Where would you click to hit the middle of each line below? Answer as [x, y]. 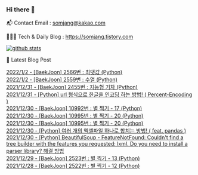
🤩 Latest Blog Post [29, 60]
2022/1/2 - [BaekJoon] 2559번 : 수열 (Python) [62, 79]
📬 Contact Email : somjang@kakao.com [56, 23]
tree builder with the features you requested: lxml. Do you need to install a [97, 144]
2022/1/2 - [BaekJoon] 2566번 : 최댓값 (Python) [64, 72]
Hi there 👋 [21, 10]
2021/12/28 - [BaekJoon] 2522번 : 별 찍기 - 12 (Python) [73, 166]
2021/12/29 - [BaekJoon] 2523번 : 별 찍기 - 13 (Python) [73, 158]
